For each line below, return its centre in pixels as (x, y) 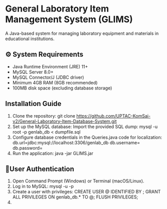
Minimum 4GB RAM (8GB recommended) (55, 82)
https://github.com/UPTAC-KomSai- (113, 116)
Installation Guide (33, 104)
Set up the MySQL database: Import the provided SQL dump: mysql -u (85, 127)
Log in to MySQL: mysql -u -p (43, 186)
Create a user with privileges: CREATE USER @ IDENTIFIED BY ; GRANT (87, 192)
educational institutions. (30, 39)
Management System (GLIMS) (69, 19)
